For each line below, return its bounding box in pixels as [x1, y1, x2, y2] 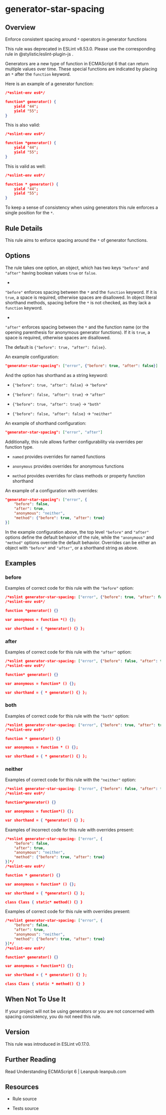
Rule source [12, 1096, 37, 1102]
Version [5, 1028, 30, 1036]
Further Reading [5, 1055, 56, 1064]
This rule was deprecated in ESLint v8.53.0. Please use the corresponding [5, 46, 156, 51]
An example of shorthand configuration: [5, 420, 86, 426]
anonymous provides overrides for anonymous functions [12, 463, 124, 469]
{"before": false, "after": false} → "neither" [12, 411, 112, 417]
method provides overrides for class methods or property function [12, 472, 145, 478]
